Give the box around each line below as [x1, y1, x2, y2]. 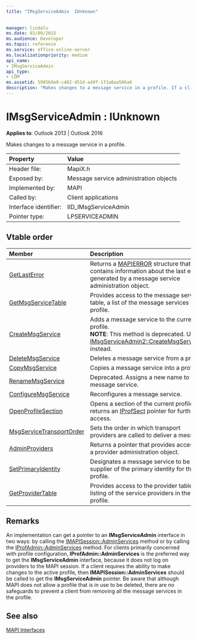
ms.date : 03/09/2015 [6, 30, 57, 36]
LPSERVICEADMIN [67, 212, 119, 220]
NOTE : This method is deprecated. [90, 329, 185, 338]
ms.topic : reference [6, 42, 57, 47]
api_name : [6, 57, 30, 63]
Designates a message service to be [90, 457, 191, 465]
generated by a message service [90, 274, 181, 282]
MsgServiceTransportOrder [9, 427, 85, 436]
